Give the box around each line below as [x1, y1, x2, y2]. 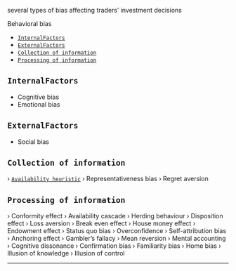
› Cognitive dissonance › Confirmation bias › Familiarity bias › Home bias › [7, 242, 221, 250]
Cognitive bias [17, 93, 60, 101]
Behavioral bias [7, 20, 52, 27]
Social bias [17, 137, 49, 146]
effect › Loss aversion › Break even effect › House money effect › [7, 219, 196, 227]
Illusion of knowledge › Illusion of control [7, 249, 125, 258]
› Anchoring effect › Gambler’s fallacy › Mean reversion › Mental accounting [7, 234, 226, 243]
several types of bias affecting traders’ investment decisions [7, 6, 183, 14]
